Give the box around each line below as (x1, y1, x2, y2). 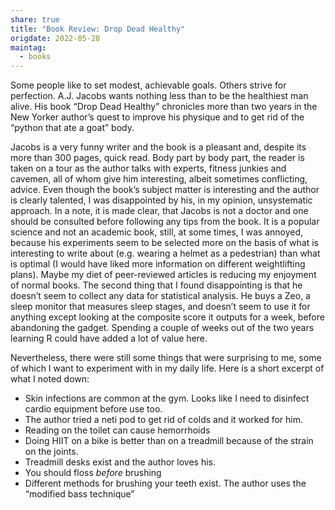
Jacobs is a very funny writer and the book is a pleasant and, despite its (10, 141, 307, 153)
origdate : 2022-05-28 (10, 33, 101, 43)
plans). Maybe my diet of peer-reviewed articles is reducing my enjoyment (10, 269, 317, 281)
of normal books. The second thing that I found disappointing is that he (10, 279, 303, 291)
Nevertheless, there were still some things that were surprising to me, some (10, 352, 322, 364)
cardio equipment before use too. (24, 403, 163, 415)
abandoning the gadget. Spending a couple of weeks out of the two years (10, 322, 315, 334)
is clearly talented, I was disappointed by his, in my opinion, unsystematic (10, 194, 313, 206)
